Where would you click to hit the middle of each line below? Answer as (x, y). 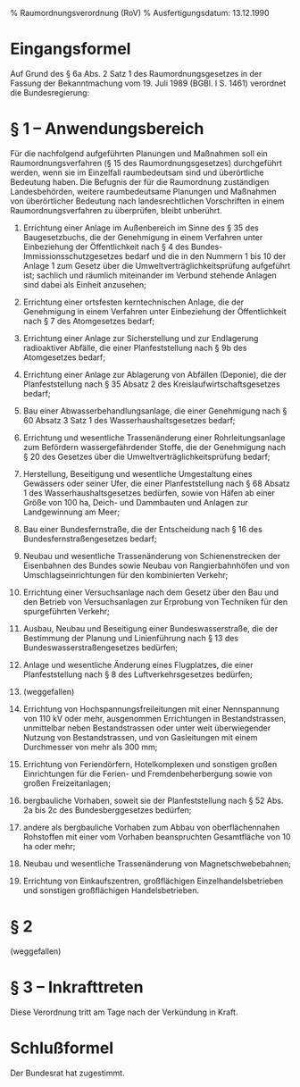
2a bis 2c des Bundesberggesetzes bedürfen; (107, 810)
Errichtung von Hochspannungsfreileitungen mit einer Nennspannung (151, 708)
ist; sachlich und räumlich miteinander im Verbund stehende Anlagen (150, 275)
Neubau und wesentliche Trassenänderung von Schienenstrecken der (151, 556)
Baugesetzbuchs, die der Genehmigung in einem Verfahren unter (143, 237)
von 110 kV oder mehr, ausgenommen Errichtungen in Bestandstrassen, (154, 718)
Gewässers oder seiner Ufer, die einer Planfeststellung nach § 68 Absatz (157, 483)
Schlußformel (62, 1048)
